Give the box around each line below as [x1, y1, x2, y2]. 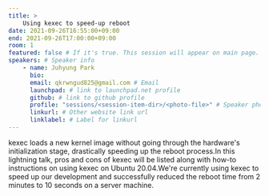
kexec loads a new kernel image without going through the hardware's [8, 138, 240, 147]
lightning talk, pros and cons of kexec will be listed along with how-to [8, 154, 237, 164]
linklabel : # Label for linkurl [29, 116, 138, 124]
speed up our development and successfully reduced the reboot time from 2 [8, 171, 261, 181]
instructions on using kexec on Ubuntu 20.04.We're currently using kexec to [8, 163, 259, 173]
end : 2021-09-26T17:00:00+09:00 [8, 34, 116, 42]
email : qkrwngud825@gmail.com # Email [29, 78, 159, 86]
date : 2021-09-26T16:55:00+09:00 [8, 26, 120, 34]
